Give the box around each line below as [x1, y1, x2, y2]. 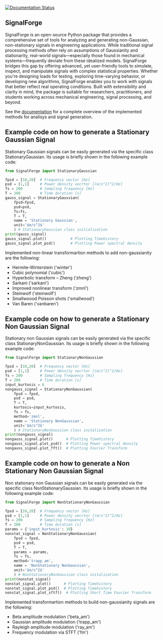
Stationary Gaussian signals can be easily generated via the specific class [5, 149, 153, 154]
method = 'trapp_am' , [14, 558, 54, 564]
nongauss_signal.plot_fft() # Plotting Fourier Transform [5, 446, 127, 451]
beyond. [5, 99, 22, 105]
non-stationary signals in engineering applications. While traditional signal [5, 42, 153, 48]
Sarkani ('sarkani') [12, 280, 49, 286]
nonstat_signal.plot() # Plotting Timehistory [5, 581, 112, 586]
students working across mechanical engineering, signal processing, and [5, 94, 152, 100]
